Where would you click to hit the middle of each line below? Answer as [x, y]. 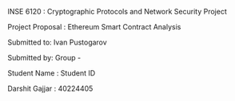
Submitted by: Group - [44, 58]
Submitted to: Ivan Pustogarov [57, 42]
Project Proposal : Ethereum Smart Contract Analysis [94, 27]
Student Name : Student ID [52, 73]
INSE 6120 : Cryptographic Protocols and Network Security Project [117, 12]
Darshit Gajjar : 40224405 [50, 88]
